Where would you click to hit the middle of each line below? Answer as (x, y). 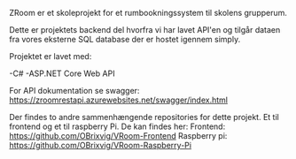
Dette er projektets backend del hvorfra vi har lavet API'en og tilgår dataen (145, 30)
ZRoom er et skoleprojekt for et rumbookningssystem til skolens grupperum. (148, 13)
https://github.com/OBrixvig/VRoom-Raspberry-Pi (101, 145)
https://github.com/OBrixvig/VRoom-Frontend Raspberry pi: (118, 136)
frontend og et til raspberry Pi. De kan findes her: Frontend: (117, 126)
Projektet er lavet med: (51, 56)
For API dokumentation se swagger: (74, 91)
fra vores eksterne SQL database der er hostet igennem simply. (125, 39)
